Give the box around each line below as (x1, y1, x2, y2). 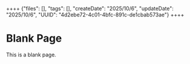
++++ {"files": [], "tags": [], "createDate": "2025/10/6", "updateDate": (6, 5, 174, 12)
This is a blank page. (6, 51, 56, 58)
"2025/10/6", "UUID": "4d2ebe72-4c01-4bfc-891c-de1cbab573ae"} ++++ (6, 11, 185, 18)
